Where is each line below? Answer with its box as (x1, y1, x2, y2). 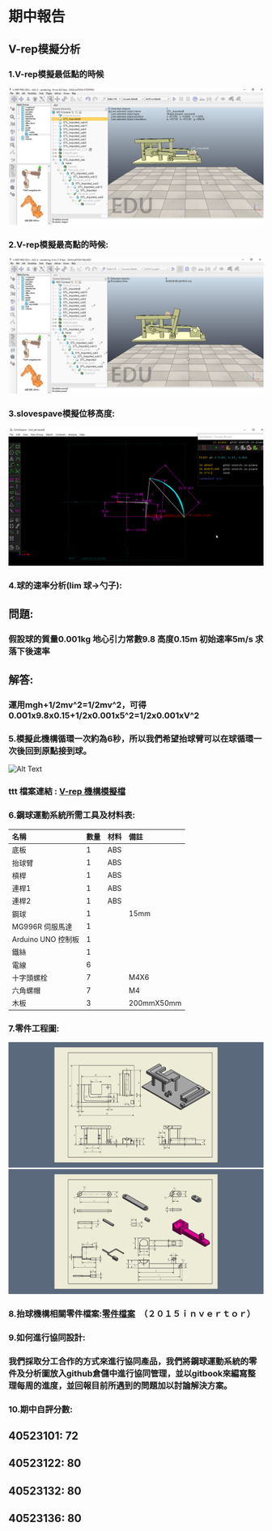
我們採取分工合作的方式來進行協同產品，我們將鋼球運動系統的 (8, 1355, 249, 1367)
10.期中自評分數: (8, 1403, 73, 1414)
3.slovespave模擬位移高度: (8, 408, 116, 419)
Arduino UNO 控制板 (11, 935, 79, 944)
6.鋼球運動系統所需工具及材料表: (8, 810, 136, 821)
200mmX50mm (128, 998, 182, 1007)
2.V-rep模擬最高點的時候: (8, 239, 109, 250)
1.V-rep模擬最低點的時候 (8, 68, 104, 79)
